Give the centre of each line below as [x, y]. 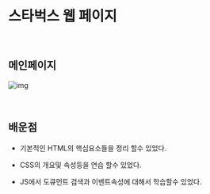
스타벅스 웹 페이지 [63, 16]
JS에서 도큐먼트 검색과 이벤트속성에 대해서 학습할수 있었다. [111, 181]
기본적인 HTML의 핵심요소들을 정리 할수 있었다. [93, 148]
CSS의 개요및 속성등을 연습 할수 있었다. [80, 165]
